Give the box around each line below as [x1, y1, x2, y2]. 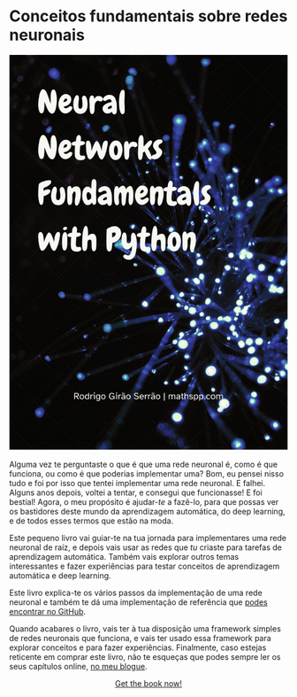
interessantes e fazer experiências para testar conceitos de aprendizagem [9, 561, 280, 571]
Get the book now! [114, 678, 183, 688]
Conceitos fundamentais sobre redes [9, 6, 288, 27]
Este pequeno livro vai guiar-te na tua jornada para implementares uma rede [9, 532, 287, 543]
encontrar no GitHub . [9, 606, 87, 616]
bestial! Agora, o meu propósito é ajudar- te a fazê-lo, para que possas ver [9, 496, 279, 507]
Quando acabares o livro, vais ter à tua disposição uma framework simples [9, 623, 281, 634]
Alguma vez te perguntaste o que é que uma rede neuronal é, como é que [9, 459, 278, 469]
